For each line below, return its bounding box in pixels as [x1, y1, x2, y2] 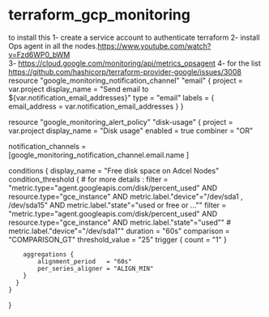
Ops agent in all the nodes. [8, 41, 98, 50]
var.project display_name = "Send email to [8, 84, 149, 94]
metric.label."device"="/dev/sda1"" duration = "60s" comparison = [8, 225, 230, 236]
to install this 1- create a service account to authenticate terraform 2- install [8, 32, 261, 42]
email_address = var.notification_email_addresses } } [8, 101, 184, 111]
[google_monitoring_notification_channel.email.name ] [8, 150, 190, 160]
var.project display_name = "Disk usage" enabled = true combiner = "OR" [8, 126, 254, 135]
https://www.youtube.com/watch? [96, 41, 211, 50]
